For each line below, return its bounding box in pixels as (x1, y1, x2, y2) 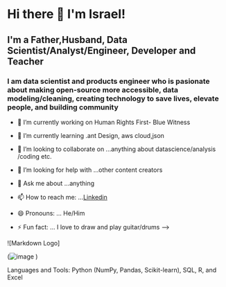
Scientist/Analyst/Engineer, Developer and (7, 44, 196, 56)
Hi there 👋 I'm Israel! (7, 6, 126, 22)
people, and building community (7, 102, 119, 112)
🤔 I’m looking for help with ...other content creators (17, 166, 163, 174)
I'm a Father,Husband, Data (7, 34, 128, 46)
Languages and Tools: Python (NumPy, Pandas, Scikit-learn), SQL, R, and (7, 266, 217, 274)
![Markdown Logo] (7, 238, 60, 247)
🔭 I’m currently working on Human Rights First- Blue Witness (17, 118, 191, 126)
